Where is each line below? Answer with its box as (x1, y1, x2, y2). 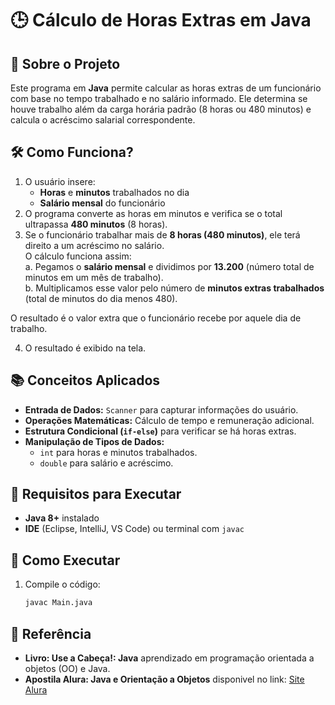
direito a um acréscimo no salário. (24, 239, 165, 251)
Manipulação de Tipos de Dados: (24, 435, 165, 447)
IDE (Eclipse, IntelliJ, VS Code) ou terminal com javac (24, 523, 245, 535)
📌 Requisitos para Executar (10, 486, 182, 503)
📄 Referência (10, 625, 92, 642)
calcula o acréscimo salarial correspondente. (10, 114, 196, 126)
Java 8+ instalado (24, 512, 100, 524)
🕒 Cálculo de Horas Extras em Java (10, 9, 312, 32)
